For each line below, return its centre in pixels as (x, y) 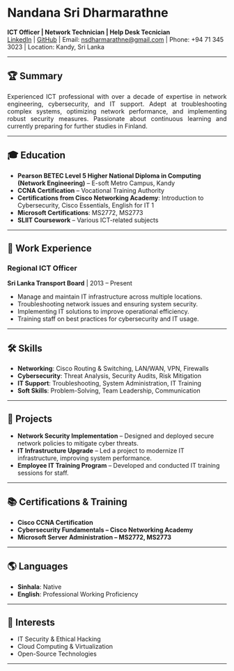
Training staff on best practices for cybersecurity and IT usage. (108, 319)
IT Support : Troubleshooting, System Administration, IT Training (109, 384)
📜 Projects (30, 419)
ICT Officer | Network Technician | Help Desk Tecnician (89, 32)
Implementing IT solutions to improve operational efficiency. (103, 312)
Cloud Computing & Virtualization (65, 647)
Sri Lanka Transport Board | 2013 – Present (70, 283)
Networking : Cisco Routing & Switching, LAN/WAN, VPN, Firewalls (113, 369)
